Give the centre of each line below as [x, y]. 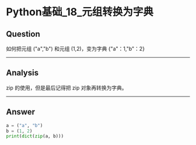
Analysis [22, 73]
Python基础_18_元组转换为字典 [80, 12]
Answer [21, 112]
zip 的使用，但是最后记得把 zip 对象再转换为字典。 [66, 88]
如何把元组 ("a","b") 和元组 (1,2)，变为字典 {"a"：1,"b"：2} [75, 49]
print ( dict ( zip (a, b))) [35, 136]
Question [23, 34]
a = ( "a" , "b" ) [24, 125]
